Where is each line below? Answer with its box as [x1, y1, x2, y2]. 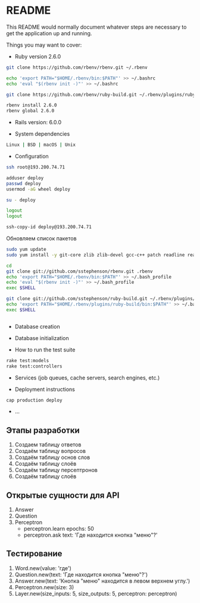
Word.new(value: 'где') [14, 564, 71, 571]
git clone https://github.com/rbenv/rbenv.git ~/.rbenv [6, 64, 148, 71]
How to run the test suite [14, 346, 76, 353]
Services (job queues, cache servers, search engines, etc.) [14, 374, 160, 381]
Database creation [14, 323, 61, 330]
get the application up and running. [6, 29, 92, 36]
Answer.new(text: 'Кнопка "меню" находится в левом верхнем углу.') [14, 577, 190, 584]
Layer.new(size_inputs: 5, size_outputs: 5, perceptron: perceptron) [14, 590, 177, 597]
